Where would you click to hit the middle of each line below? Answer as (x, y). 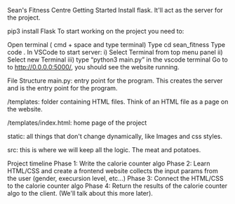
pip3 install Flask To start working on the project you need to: (96, 31)
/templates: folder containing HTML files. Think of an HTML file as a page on (118, 102)
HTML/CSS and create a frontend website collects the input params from (113, 171)
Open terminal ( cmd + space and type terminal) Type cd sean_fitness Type (116, 45)
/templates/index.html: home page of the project (77, 123)
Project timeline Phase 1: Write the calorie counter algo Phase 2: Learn (109, 163)
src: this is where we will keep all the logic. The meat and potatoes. (104, 150)
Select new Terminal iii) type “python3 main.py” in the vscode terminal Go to (117, 60)
